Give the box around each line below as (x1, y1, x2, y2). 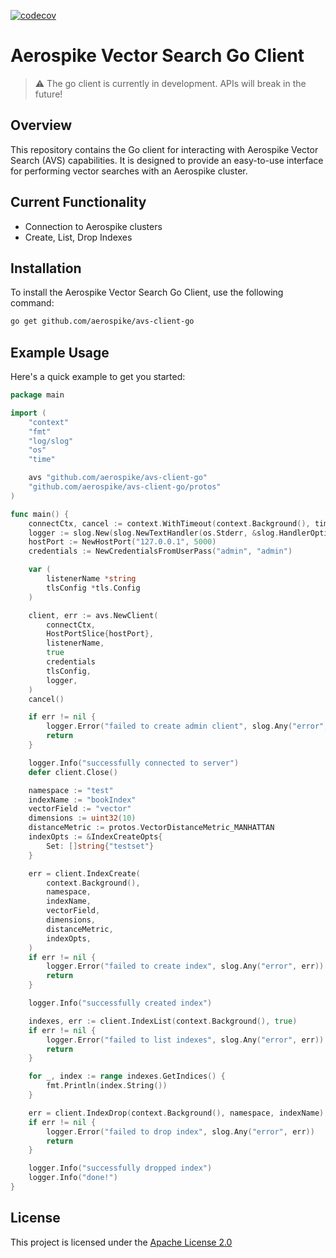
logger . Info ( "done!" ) (28, 1173, 118, 1183)
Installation (10, 260, 82, 277)
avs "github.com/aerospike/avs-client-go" (28, 473, 208, 483)
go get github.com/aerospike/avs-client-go (10, 316, 195, 327)
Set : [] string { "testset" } (46, 841, 155, 851)
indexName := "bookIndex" (28, 795, 137, 805)
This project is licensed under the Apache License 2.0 (10, 1236, 233, 1248)
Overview (10, 117, 73, 134)
